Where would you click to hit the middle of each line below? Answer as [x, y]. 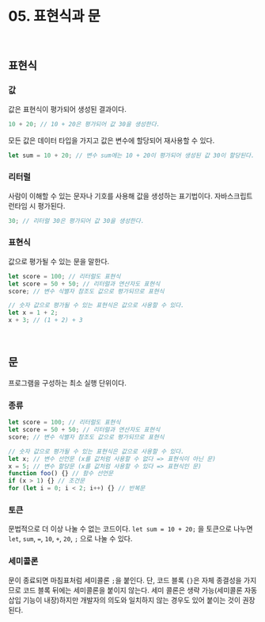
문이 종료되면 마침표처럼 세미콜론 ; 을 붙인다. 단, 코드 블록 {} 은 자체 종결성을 [125, 580]
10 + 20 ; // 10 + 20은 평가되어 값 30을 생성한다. [84, 124]
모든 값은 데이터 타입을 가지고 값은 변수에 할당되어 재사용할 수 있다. [112, 140]
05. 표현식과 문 [55, 16]
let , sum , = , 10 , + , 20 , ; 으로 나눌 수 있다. [70, 539]
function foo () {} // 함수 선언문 [61, 474]
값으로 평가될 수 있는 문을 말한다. [59, 261]
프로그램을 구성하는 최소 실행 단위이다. [67, 382]
